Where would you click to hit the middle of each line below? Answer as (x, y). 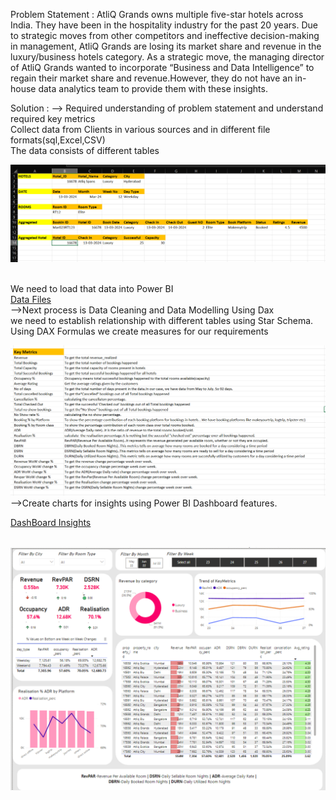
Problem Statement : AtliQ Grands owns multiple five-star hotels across (157, 14)
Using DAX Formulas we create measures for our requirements (139, 331)
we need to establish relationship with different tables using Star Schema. (162, 321)
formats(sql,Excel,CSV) (58, 140)
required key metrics (53, 118)
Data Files (31, 300)
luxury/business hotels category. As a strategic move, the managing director (167, 57)
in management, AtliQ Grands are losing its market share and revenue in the (166, 46)
